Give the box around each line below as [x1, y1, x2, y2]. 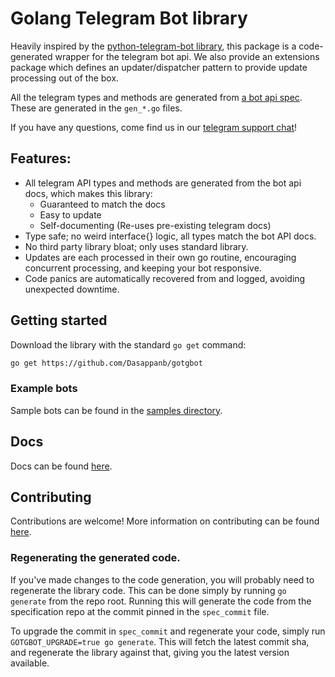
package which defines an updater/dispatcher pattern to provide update [10, 61, 308, 73]
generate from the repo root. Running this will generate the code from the [10, 595, 312, 607]
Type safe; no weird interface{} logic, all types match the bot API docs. [24, 230, 317, 242]
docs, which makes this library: [24, 187, 153, 199]
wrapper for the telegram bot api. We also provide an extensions [54, 50, 320, 62]
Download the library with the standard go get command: [10, 338, 247, 351]
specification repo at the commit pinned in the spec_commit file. [10, 605, 270, 617]
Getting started [10, 312, 108, 329]
